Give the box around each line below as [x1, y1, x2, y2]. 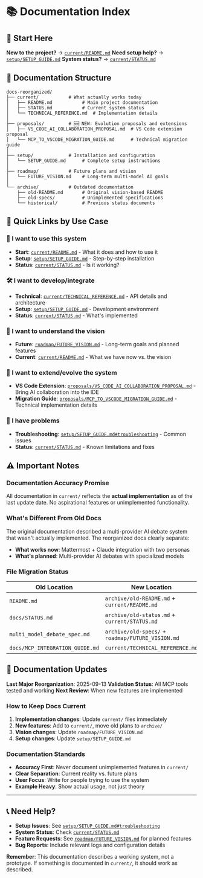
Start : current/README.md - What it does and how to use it [14, 248, 158, 256]
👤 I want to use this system [6, 234, 86, 243]
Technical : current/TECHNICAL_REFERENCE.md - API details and [14, 292, 167, 300]
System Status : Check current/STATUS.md [14, 828, 120, 836]
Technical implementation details [14, 401, 98, 408]
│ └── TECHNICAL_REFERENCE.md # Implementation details [6, 110, 158, 116]
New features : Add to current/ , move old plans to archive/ [14, 722, 163, 729]
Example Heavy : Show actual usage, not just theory [14, 783, 145, 790]
